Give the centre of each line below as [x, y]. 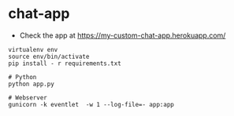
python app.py [32, 84]
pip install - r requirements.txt [65, 63]
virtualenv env [33, 49]
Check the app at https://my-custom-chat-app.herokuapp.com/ [123, 35]
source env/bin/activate [49, 56]
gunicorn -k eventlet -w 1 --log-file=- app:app [91, 104]
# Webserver [28, 98]
